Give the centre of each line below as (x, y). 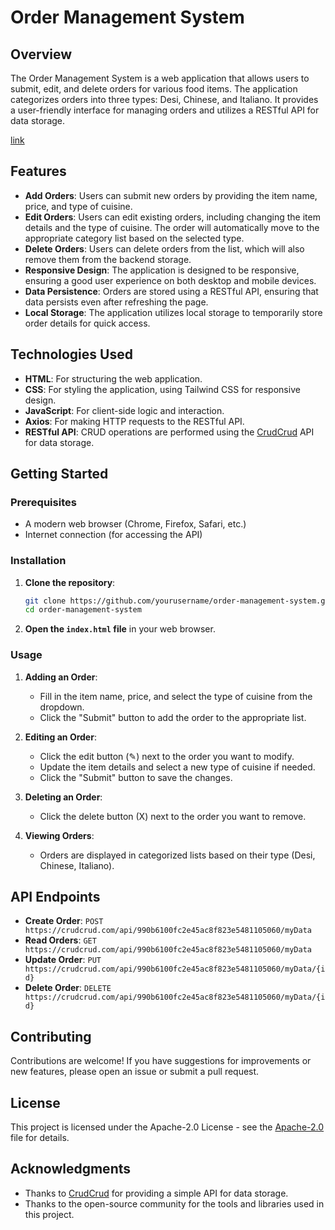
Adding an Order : (61, 677)
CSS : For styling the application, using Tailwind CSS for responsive (162, 389)
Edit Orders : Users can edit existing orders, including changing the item (172, 217)
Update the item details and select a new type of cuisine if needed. (177, 767)
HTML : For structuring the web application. (113, 378)
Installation (38, 561)
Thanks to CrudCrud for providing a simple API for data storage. (156, 1193)
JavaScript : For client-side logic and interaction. (124, 410)
